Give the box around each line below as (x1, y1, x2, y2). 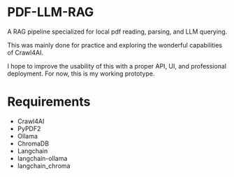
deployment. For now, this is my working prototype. (7, 69, 155, 78)
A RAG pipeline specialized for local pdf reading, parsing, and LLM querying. (7, 27, 228, 36)
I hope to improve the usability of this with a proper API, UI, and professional (7, 62, 227, 70)
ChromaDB (17, 139, 50, 148)
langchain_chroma (17, 162, 71, 170)
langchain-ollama (17, 154, 68, 162)
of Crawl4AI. (7, 48, 44, 57)
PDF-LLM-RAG (7, 4, 94, 20)
